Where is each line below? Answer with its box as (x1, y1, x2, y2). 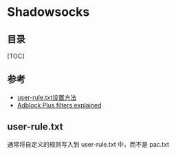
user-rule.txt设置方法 (16, 93, 77, 101)
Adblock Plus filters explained (16, 101, 102, 109)
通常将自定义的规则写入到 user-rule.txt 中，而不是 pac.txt (7, 140, 170, 148)
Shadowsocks (7, 4, 90, 20)
